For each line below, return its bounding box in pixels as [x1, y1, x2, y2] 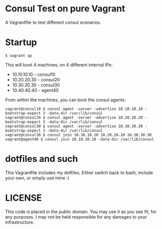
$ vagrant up [5, 53, 32, 58]
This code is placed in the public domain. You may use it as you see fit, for [5, 209, 157, 215]
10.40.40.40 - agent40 [12, 87, 59, 93]
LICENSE [5, 192, 42, 203]
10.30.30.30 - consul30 [12, 82, 60, 88]
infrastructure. [5, 219, 35, 225]
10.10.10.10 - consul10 [12, 71, 55, 77]
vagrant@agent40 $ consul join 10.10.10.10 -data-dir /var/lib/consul [5, 137, 154, 142]
